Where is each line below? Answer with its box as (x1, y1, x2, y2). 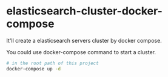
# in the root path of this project (6, 60, 99, 66)
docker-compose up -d (6, 66, 61, 72)
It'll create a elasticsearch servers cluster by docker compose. (6, 37, 162, 44)
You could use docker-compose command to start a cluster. (6, 48, 156, 55)
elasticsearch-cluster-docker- (6, 4, 163, 18)
